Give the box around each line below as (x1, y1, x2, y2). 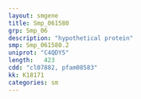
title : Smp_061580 (8, 19, 69, 27)
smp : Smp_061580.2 (8, 42, 69, 49)
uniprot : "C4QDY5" (8, 49, 69, 57)
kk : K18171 (8, 71, 45, 79)
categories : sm (8, 78, 59, 86)
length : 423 (8, 57, 56, 65)
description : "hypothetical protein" (8, 34, 134, 42)
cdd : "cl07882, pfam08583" (8, 64, 98, 72)
